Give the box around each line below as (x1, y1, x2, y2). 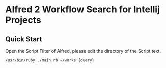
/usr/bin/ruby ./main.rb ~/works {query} (5, 58, 95, 63)
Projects (5, 14, 42, 26)
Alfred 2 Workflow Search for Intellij (5, 4, 160, 15)
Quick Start (5, 35, 42, 43)
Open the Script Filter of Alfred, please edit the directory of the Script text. (5, 48, 161, 54)
